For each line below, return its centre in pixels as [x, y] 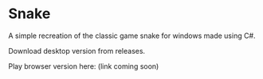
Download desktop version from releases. [77, 51]
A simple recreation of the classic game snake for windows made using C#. [132, 36]
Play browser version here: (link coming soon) [84, 66]
